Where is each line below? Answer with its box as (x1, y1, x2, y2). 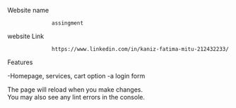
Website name (7, 6, 49, 14)
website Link (7, 32, 45, 40)
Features (7, 58, 33, 66)
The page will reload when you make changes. (7, 85, 143, 94)
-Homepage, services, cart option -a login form (7, 72, 146, 80)
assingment (52, 20, 83, 27)
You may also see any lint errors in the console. (7, 93, 145, 101)
